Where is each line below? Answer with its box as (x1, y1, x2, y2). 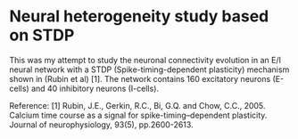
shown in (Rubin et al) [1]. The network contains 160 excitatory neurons (9, 73, 271, 84)
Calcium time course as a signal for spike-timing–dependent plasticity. (9, 110, 268, 120)
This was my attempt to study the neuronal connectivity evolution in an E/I (9, 54, 281, 65)
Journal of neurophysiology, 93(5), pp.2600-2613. (9, 119, 194, 130)
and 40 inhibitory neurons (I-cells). (30, 83, 159, 94)
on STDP (9, 25, 75, 45)
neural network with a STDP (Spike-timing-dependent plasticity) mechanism (9, 64, 290, 75)
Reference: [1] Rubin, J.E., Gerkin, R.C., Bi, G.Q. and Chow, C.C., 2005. (9, 100, 266, 110)
